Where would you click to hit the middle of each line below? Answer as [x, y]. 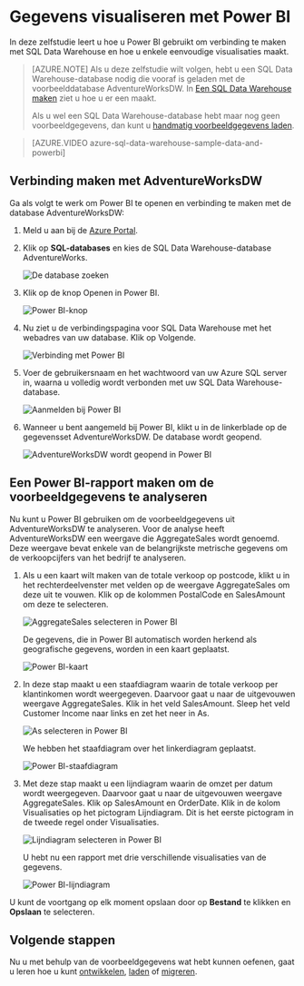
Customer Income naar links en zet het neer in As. [116, 713]
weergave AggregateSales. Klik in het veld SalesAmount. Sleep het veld [156, 703]
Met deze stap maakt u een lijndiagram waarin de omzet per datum [148, 784]
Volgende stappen [63, 940]
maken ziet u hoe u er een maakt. [94, 98]
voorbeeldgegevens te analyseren [108, 497]
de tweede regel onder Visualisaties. [91, 822]
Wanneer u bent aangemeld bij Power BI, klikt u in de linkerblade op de [155, 427]
